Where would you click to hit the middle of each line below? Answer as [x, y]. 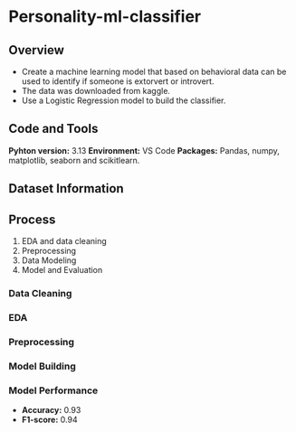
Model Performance [53, 390]
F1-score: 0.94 [49, 419]
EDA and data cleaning [64, 241]
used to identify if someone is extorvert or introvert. [118, 81]
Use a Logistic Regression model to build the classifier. [124, 100]
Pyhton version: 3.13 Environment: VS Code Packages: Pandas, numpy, [144, 150]
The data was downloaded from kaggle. [96, 91]
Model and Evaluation [62, 270]
